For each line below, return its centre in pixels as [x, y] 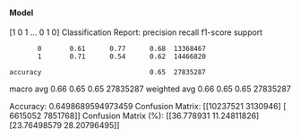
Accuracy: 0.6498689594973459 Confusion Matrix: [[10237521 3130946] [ [148, 107]
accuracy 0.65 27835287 [107, 73]
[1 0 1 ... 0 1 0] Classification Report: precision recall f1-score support [136, 32]
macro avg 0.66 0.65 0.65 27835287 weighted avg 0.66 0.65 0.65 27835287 [150, 89]
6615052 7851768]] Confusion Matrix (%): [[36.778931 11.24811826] [134, 116]
